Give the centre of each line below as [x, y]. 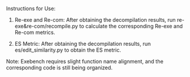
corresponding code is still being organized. [59, 68]
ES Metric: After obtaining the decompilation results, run [83, 44]
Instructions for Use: [31, 9]
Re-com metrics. [35, 32]
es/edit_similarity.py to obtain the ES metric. [68, 50]
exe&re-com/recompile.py [46, 26]
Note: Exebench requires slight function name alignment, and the [85, 61]
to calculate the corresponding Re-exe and [131, 26]
